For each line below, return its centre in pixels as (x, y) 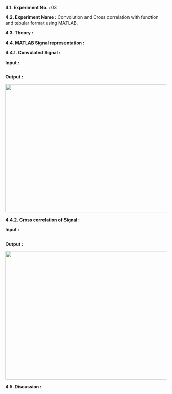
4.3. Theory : (19, 33)
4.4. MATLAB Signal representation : (45, 43)
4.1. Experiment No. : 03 (31, 7)
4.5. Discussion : (24, 387)
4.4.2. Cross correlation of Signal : (43, 220)
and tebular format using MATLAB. (42, 23)
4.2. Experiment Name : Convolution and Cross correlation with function (82, 17)
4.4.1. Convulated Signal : (33, 53)
